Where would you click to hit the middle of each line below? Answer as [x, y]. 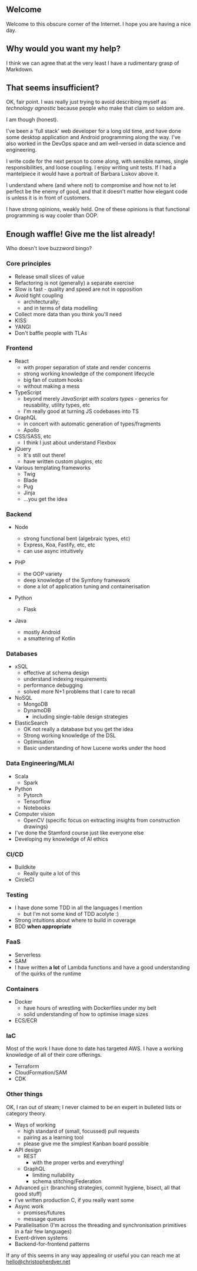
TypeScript [28, 392]
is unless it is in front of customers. [49, 198]
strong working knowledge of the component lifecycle [89, 374]
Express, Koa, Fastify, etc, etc [59, 545]
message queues [44, 1218]
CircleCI [24, 880]
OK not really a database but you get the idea [78, 729]
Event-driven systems [41, 1237]
